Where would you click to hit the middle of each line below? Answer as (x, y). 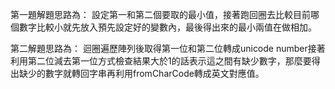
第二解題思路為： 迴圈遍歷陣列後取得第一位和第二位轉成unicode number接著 (168, 48)
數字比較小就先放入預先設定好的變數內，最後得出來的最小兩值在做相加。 (167, 27)
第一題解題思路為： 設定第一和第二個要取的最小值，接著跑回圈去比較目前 (160, 14)
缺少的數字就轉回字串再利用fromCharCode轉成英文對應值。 (141, 73)
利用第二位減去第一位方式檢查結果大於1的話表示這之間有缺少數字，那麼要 (161, 61)
